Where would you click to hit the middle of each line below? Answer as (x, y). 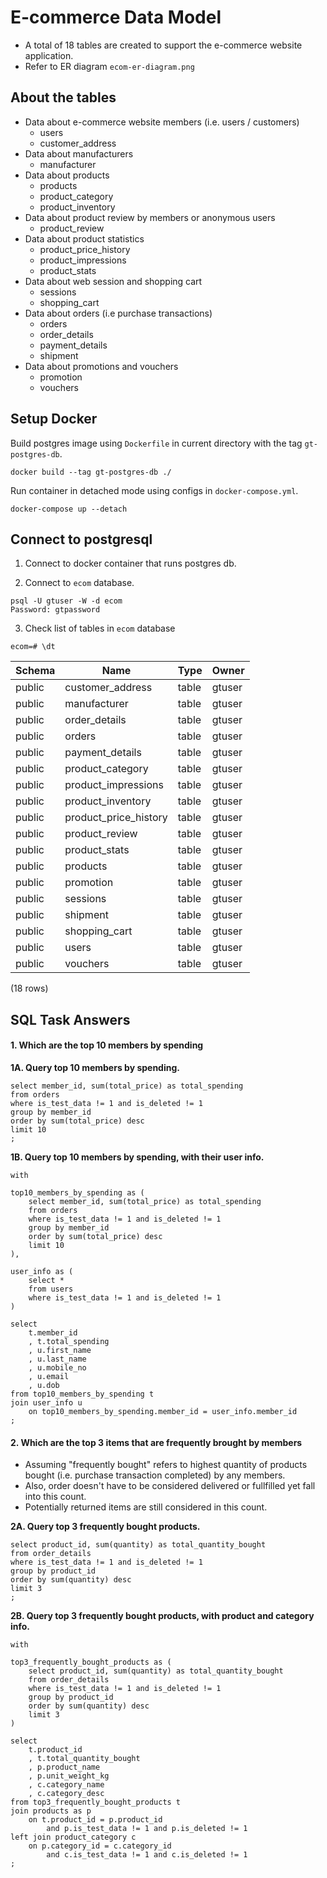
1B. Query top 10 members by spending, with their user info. (137, 1157)
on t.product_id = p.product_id (95, 1820)
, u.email (49, 1376)
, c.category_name (66, 1785)
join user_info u (46, 1402)
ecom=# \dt (33, 647)
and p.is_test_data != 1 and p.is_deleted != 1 (147, 1829)
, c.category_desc (66, 1794)
